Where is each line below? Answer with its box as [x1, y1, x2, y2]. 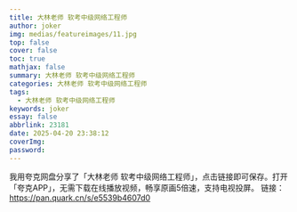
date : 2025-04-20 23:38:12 [9, 129, 109, 138]
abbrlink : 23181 [9, 121, 69, 130]
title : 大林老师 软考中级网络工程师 [9, 12, 127, 22]
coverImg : [9, 137, 46, 146]
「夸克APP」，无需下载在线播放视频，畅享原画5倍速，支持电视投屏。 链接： [9, 182, 285, 192]
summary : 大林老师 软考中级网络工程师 [9, 71, 136, 80]
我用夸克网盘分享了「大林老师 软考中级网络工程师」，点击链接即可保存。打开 [9, 171, 288, 182]
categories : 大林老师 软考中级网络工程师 [9, 79, 148, 88]
